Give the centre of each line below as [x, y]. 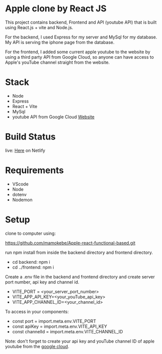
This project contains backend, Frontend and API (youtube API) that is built [81, 22]
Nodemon [22, 200]
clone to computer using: [31, 233]
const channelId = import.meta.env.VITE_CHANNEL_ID [67, 331]
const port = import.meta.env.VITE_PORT [54, 321]
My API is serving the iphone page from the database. [60, 42]
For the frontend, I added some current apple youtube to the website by [78, 52]
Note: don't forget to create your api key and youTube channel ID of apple [80, 341]
